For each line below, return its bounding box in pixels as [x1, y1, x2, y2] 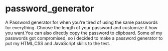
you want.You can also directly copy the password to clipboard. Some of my [5, 30, 162, 36]
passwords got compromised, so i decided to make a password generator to [5, 35, 163, 41]
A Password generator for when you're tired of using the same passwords [5, 19, 158, 25]
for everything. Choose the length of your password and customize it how [5, 24, 158, 30]
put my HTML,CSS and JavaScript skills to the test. [5, 40, 110, 46]
